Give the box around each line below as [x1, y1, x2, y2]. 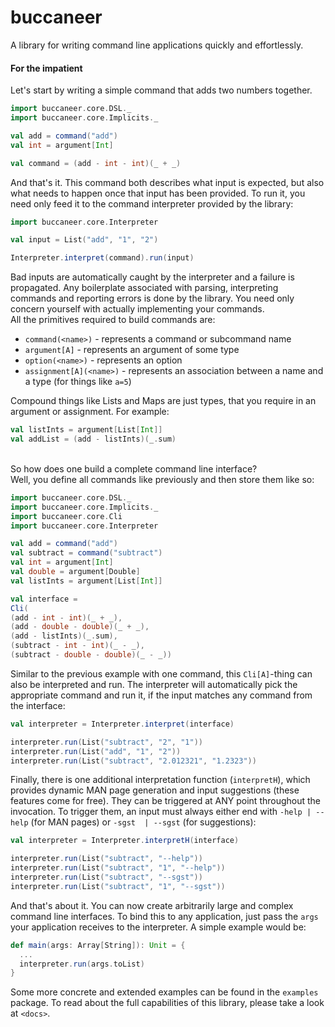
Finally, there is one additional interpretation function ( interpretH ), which [10, 774, 311, 786]
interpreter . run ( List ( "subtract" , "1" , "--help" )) [10, 863, 226, 873]
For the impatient [10, 62, 83, 74]
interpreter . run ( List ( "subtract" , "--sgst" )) [10, 872, 203, 883]
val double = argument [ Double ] [10, 567, 141, 577]
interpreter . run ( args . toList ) [19, 959, 145, 969]
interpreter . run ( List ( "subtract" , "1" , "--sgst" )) [10, 881, 226, 891]
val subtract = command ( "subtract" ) [10, 548, 163, 558]
